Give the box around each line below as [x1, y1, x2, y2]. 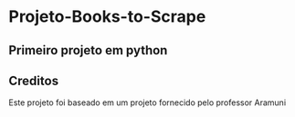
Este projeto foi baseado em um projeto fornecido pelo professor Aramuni [8, 97, 287, 108]
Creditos [8, 73, 59, 88]
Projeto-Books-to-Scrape [8, 6, 206, 27]
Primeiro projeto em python [8, 43, 168, 58]
